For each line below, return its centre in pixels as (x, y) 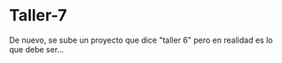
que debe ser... (37, 49)
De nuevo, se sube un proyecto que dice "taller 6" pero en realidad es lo (141, 40)
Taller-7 (38, 16)
